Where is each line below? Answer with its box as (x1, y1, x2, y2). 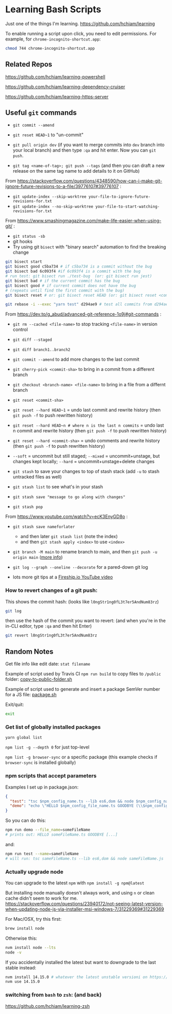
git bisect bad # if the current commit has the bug (5, 278, 120, 283)
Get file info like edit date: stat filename (5, 661, 91, 667)
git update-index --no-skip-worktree (12, 204, 94, 210)
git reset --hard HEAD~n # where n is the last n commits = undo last (12, 422, 164, 428)
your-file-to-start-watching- (95, 204, 160, 210)
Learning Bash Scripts (5, 4, 101, 15)
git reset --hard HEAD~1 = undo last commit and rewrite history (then (12, 407, 161, 413)
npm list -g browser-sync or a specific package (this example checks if (5, 754, 158, 760)
